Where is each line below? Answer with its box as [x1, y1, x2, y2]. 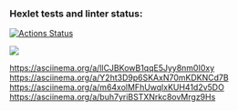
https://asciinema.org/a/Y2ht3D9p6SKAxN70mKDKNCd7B [9, 72, 230, 84]
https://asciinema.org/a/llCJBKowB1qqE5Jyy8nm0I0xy [9, 63, 215, 74]
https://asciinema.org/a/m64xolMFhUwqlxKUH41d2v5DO [9, 82, 225, 93]
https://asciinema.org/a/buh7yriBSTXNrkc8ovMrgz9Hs [9, 92, 216, 103]
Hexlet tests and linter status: [9, 7, 143, 20]
